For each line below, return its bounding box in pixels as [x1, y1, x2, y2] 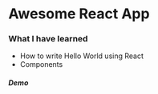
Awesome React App [8, 5, 150, 23]
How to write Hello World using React [19, 51, 144, 61]
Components [19, 60, 63, 69]
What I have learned [8, 33, 88, 45]
